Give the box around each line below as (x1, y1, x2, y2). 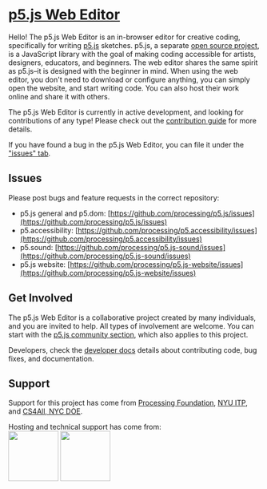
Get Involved (8, 291, 74, 305)
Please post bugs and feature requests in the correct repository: (8, 192, 220, 202)
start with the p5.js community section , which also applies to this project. (8, 329, 249, 339)
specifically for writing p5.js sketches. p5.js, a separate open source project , (8, 40, 260, 50)
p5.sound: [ (19, 242, 58, 252)
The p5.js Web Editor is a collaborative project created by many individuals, (8, 313, 257, 322)
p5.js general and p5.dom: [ (19, 208, 111, 218)
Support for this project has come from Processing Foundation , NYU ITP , (8, 398, 248, 408)
